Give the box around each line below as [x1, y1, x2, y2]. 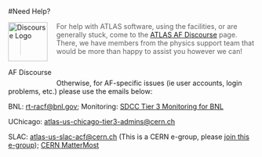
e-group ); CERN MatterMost [8, 141, 100, 149]
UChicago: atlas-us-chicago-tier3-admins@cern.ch [8, 117, 175, 126]
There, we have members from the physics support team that [56, 38, 255, 48]
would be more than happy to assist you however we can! [56, 47, 243, 55]
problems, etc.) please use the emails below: [8, 87, 153, 96]
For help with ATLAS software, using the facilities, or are [56, 22, 238, 30]
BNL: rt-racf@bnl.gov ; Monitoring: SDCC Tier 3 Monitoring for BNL [8, 102, 224, 111]
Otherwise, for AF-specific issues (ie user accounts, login [56, 78, 242, 87]
